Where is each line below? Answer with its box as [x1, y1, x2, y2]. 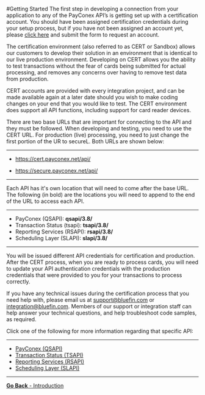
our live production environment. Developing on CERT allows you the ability [6, 56, 196, 63]
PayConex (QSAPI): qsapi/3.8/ [15, 215, 93, 222]
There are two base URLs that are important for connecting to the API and [6, 118, 192, 126]
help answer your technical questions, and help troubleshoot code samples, [6, 309, 197, 316]
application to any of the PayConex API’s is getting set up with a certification [6, 12, 198, 19]
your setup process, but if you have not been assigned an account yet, [6, 24, 184, 32]
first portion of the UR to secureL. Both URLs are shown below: [6, 138, 165, 145]
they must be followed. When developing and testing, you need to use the [6, 125, 192, 132]
